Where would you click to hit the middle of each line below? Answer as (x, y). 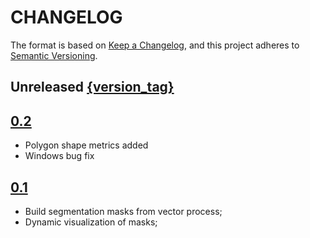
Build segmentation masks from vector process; (123, 211)
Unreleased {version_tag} (92, 87)
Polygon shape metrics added (86, 145)
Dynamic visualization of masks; (91, 222)
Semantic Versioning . (54, 55)
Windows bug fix (59, 156)
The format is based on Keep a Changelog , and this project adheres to (155, 45)
